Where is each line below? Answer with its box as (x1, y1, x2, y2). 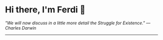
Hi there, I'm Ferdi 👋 (5, 4, 86, 15)
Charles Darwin (5, 25, 36, 30)
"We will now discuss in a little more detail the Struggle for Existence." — (5, 20, 151, 26)
